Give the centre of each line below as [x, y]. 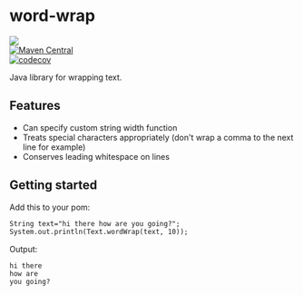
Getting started [54, 186]
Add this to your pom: [50, 207]
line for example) [54, 147]
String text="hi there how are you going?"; [95, 223]
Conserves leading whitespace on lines [96, 156]
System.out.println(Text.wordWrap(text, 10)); [99, 232]
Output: [24, 250]
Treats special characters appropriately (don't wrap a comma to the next [158, 137]
